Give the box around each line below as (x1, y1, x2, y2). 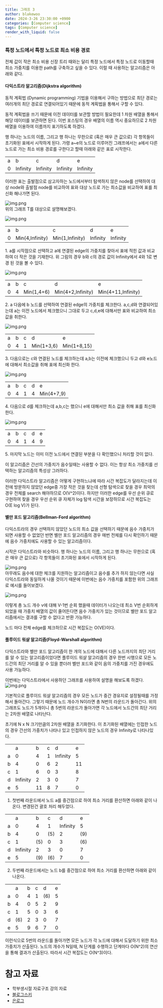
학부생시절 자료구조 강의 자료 (12, 985, 67, 991)
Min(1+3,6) (31, 342, 58, 349)
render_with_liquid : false (5, 30, 60, 35)
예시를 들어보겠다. (10, 582, 44, 588)
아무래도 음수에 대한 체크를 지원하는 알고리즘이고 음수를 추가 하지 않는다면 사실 (5, 570, 155, 576)
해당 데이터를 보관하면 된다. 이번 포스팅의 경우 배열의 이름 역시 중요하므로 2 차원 (5, 117, 157, 123)
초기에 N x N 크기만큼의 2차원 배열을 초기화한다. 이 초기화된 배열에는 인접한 (5, 721, 149, 727)
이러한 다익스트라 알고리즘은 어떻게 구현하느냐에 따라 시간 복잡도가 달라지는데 (5, 478, 152, 484)
